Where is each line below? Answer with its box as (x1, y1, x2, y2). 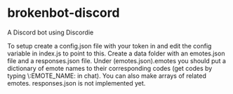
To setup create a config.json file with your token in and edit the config (7, 41, 212, 50)
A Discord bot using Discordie (7, 28, 94, 36)
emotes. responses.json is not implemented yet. (7, 79, 146, 87)
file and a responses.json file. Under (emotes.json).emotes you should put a (7, 56, 227, 65)
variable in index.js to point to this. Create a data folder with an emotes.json (7, 49, 225, 58)
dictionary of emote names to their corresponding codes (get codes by (7, 64, 213, 72)
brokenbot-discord (7, 5, 120, 21)
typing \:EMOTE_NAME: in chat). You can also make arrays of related (7, 72, 207, 80)
